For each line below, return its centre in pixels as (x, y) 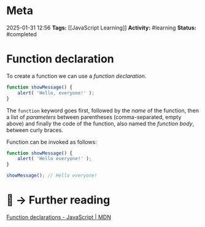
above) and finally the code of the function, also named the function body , (100, 123)
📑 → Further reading (58, 200)
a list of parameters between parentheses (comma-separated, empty (94, 117)
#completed (21, 34)
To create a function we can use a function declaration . (76, 76)
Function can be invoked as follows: (52, 142)
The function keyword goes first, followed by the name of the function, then (103, 110)
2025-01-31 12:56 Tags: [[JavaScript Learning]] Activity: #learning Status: (101, 28)
